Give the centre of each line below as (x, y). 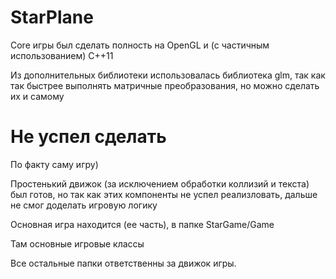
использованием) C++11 (62, 55)
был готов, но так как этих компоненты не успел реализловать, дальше (164, 194)
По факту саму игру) (54, 164)
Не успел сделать (88, 137)
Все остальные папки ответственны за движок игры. (123, 263)
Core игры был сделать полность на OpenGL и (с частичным (140, 45)
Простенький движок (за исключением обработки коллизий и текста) (160, 183)
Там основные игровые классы (77, 243)
